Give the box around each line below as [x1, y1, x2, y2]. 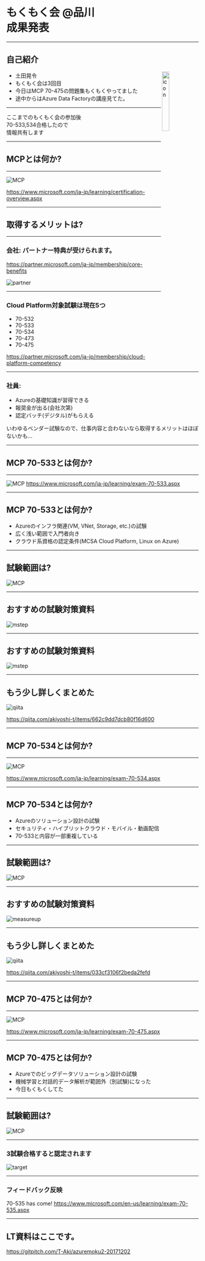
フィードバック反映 [6, 1185, 63, 1194]
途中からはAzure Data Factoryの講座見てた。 [15, 95, 128, 102]
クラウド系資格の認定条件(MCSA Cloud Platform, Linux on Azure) [15, 537, 179, 545]
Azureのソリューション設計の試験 [15, 817, 100, 824]
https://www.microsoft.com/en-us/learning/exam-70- [54, 1200, 189, 1207]
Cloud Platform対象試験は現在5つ [6, 301, 106, 309]
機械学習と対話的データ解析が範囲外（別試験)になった [15, 1077, 151, 1085]
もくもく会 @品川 [6, 5, 95, 20]
